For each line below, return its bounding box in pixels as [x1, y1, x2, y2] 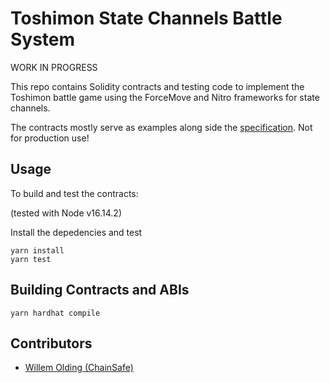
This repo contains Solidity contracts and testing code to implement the [10, 80, 305, 92]
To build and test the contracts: [10, 187, 139, 199]
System [10, 28, 76, 51]
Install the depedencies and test [10, 226, 143, 238]
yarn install [10, 245, 65, 256]
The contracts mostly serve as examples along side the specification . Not [10, 121, 313, 133]
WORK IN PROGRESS [10, 61, 98, 73]
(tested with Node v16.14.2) [10, 207, 123, 219]
